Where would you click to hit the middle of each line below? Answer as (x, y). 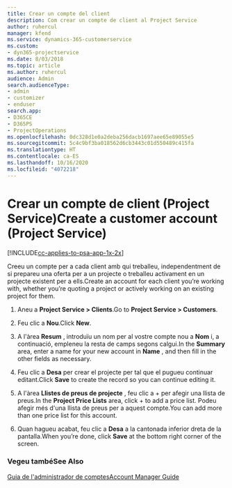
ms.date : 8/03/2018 (35, 59)
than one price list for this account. (67, 415)
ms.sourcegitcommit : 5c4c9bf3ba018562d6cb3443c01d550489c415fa (101, 144)
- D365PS (20, 124)
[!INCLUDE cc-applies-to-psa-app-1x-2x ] (66, 252)
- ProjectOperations (37, 130)
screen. (28, 443)
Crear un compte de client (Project (108, 204)
